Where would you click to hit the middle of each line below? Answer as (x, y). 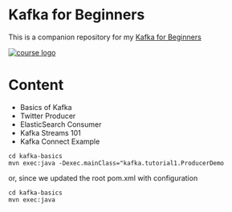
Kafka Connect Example (60, 141)
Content (36, 85)
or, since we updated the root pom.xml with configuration (103, 177)
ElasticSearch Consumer (61, 124)
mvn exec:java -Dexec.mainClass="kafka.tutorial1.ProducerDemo (116, 163)
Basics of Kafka (46, 107)
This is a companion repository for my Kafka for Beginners (105, 37)
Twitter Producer (48, 116)
